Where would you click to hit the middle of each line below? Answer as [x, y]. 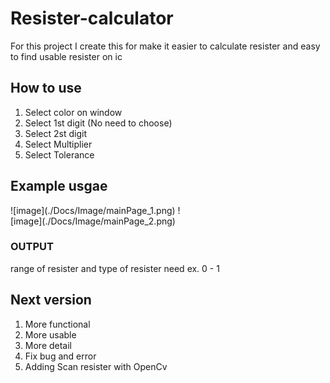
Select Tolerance [59, 154]
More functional [57, 324]
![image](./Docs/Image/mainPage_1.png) [93, 210]
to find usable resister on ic [66, 56]
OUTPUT [32, 247]
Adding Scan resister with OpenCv [96, 366]
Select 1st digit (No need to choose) [98, 123]
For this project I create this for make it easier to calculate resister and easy [165, 46]
